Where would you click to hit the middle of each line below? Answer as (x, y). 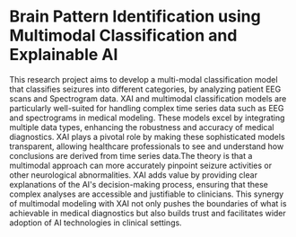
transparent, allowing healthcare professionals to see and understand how (147, 146)
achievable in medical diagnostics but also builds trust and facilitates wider (148, 213)
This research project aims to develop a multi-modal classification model (144, 79)
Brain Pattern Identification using (135, 17)
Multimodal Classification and (123, 35)
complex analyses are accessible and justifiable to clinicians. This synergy (147, 194)
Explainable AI (64, 55)
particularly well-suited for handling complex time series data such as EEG (147, 108)
